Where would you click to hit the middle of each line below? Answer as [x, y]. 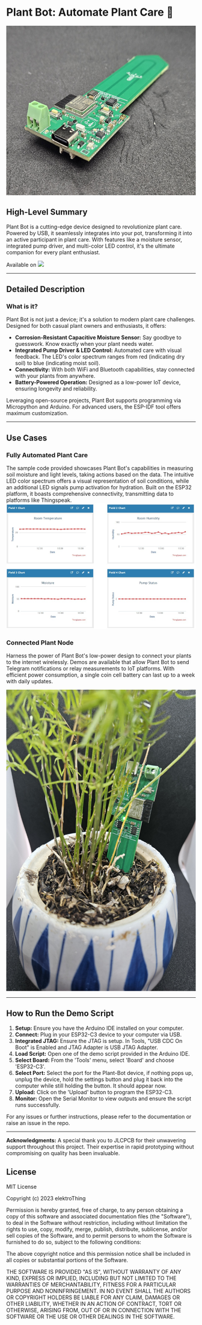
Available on [21, 265]
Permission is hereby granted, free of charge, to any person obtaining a [95, 1210]
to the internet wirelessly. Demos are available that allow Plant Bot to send [98, 662]
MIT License [22, 1186]
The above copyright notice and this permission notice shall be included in [98, 1253]
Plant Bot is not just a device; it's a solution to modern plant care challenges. [101, 319]
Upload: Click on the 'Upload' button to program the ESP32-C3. [94, 1092]
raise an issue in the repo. [38, 1123]
